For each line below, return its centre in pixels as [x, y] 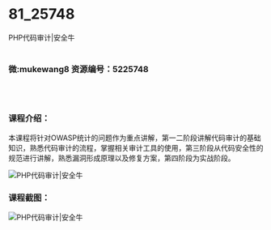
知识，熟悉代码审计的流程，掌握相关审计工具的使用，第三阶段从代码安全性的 [136, 147]
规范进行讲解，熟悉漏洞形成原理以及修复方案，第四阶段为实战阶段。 [122, 158]
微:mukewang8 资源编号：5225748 [79, 69]
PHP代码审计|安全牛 [42, 37]
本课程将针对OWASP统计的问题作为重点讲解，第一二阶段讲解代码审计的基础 [135, 138]
